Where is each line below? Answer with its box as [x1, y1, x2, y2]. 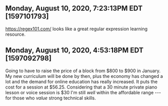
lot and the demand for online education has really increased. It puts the [5, 78, 158, 84]
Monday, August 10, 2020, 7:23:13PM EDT [5, 4, 143, 13]
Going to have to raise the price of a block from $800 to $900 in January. [5, 68, 161, 74]
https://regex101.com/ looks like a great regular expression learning [5, 26, 148, 32]
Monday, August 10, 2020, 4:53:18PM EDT [5, 46, 144, 55]
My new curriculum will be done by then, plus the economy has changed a [5, 73, 163, 79]
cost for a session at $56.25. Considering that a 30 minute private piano [5, 84, 158, 90]
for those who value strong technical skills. [5, 95, 96, 101]
